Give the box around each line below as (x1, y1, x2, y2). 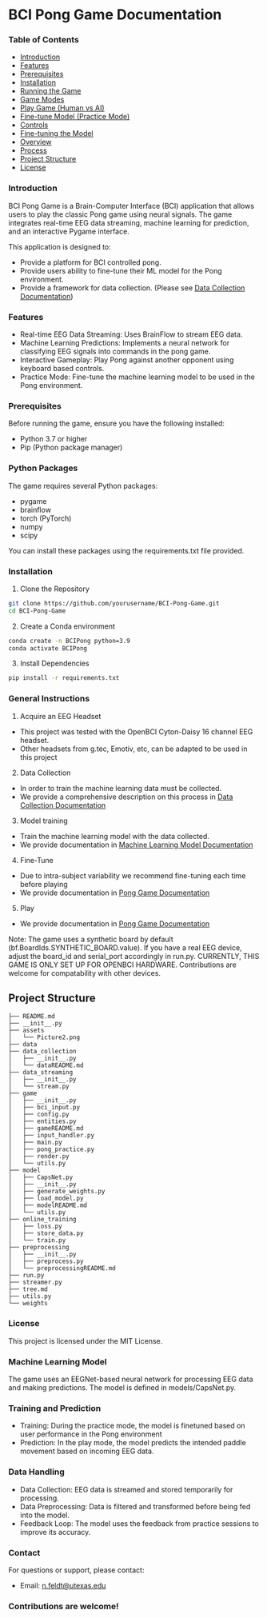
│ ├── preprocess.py (8, 1257, 84, 1265)
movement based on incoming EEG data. (19, 1446, 154, 1456)
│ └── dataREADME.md (8, 1061, 84, 1069)
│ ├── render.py (8, 1153, 70, 1161)
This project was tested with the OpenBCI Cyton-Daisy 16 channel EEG (19, 726, 253, 737)
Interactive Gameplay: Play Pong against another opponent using (19, 355, 234, 365)
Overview (19, 138, 52, 147)
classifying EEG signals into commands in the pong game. (19, 346, 211, 357)
